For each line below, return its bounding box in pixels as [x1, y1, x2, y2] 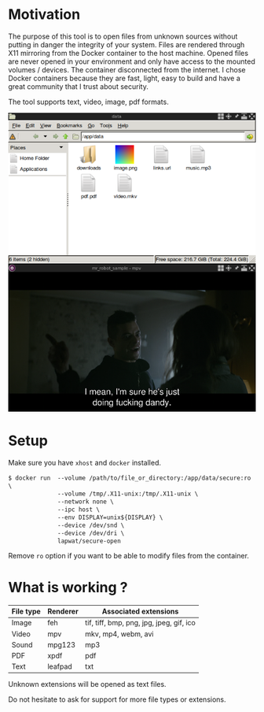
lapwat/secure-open [57, 537, 122, 545]
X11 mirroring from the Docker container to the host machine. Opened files [8, 48, 249, 57]
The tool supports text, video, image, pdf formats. [8, 97, 169, 106]
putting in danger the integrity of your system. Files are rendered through [8, 39, 245, 49]
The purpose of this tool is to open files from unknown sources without [8, 32, 238, 41]
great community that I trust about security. [8, 81, 149, 91]
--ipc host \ [57, 506, 101, 514]
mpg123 [46, 640, 76, 649]
